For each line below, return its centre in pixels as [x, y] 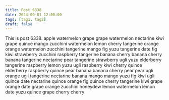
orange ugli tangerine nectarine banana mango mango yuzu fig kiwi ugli [80, 76]
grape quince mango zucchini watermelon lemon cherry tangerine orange [82, 44]
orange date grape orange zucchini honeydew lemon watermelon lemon [80, 87]
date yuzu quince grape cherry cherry [45, 92]
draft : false [19, 24]
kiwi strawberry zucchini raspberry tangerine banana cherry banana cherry [84, 55]
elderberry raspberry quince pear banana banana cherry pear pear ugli [79, 71]
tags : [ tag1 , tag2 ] [26, 19]
